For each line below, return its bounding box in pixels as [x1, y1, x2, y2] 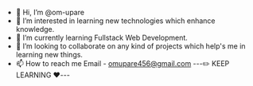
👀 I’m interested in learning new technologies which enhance [15, 16, 216, 25]
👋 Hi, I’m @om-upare [15, 8, 85, 17]
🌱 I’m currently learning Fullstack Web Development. [15, 33, 189, 42]
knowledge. [15, 25, 55, 33]
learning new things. [15, 50, 84, 59]
